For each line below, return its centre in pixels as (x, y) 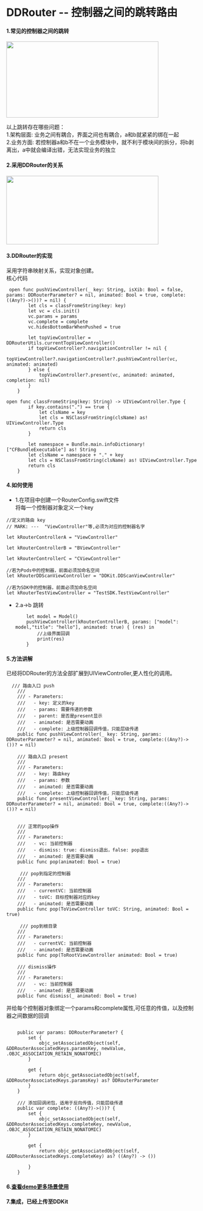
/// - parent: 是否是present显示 (60, 716)
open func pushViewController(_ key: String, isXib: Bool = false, (96, 289)
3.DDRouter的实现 (29, 256)
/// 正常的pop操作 (38, 826)
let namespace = (49, 444)
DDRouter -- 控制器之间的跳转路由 (92, 12)
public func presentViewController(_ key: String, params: (94, 799)
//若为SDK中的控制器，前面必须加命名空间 (52, 588)
